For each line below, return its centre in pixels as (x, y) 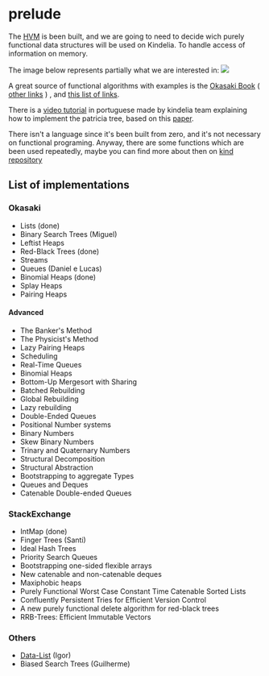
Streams (34, 259)
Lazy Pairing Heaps (52, 347)
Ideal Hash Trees (48, 549)
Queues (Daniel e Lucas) (61, 268)
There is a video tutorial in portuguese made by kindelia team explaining (128, 110)
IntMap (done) (43, 532)
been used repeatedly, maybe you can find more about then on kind (121, 151)
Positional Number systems (65, 425)
